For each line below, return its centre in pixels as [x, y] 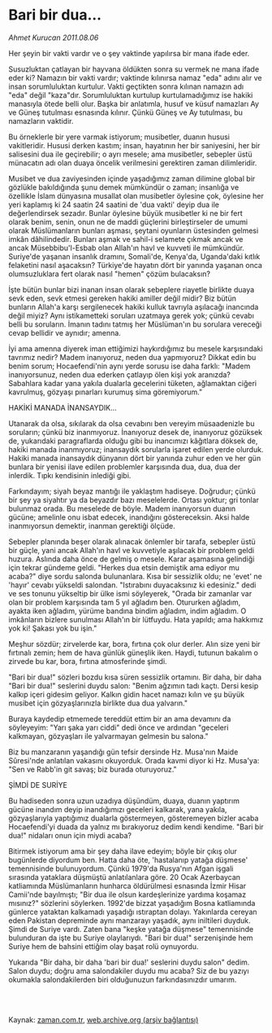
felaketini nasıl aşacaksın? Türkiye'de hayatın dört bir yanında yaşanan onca [135, 265]
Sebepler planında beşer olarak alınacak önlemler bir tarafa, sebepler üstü [132, 541]
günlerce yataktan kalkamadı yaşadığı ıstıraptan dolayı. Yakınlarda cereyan [133, 912]
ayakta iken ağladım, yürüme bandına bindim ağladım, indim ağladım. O [127, 611]
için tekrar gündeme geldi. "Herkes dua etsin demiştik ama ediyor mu [124, 567]
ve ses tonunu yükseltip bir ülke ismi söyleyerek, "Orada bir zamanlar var [130, 593]
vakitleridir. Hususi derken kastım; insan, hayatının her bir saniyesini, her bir [134, 145]
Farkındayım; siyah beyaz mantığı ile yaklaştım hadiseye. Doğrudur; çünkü [132, 491]
